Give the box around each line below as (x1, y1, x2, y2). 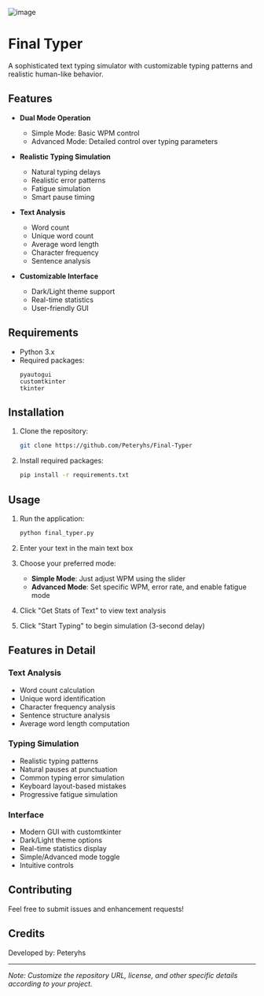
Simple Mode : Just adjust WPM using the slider (31, 574, 186, 583)
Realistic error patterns (31, 175, 106, 185)
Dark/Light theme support (31, 286, 115, 296)
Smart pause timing (31, 192, 95, 201)
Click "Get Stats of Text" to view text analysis (19, 606, 167, 615)
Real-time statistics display (19, 844, 108, 854)
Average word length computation (19, 718, 130, 728)
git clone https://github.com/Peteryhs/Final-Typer (19, 441, 192, 450)
